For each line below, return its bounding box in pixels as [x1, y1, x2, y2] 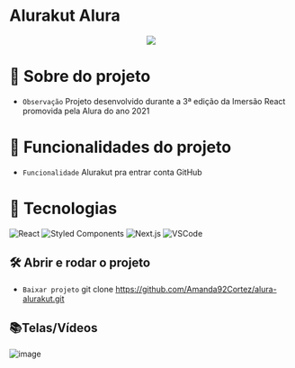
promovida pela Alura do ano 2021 [22, 105, 150, 116]
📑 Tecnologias [9, 199, 118, 219]
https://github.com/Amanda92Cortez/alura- [115, 283, 277, 294]
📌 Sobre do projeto [9, 67, 151, 86]
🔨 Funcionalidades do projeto [9, 137, 232, 157]
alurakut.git [22, 293, 65, 304]
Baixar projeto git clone [22, 283, 114, 294]
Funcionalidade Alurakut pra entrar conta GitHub [22, 166, 202, 177]
